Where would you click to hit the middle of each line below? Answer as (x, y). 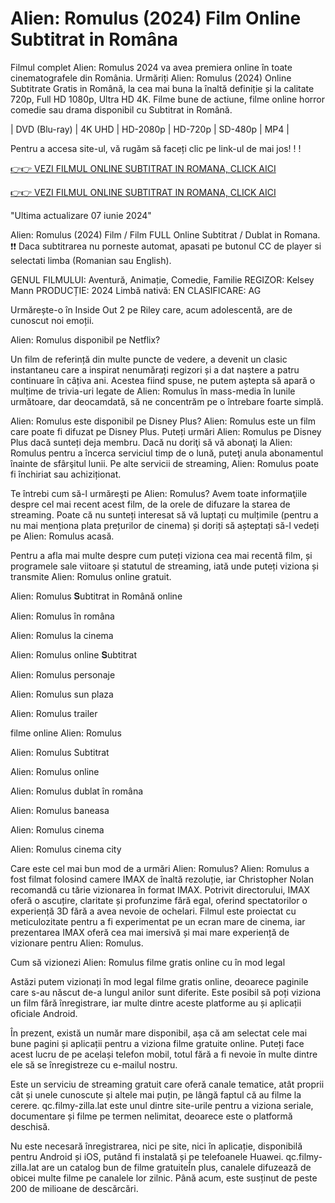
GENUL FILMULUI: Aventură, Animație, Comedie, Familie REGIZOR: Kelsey (162, 279)
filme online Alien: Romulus (66, 733)
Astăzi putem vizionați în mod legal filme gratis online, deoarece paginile (159, 981)
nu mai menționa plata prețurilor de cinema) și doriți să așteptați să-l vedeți (165, 525)
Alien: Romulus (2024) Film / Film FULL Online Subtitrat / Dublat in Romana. (165, 234)
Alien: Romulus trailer (54, 713)
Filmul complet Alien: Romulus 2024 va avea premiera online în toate (151, 67)
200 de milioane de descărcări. (74, 1188)
